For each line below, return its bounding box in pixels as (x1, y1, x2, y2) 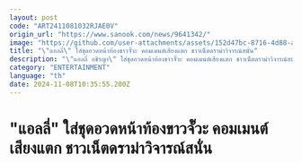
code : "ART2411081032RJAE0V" (9, 21, 119, 30)
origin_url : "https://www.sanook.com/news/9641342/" (9, 30, 211, 39)
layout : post (9, 13, 58, 22)
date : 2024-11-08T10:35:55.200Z (9, 80, 130, 89)
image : (9, 38, 34, 47)
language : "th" (9, 72, 67, 81)
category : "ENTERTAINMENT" (9, 64, 111, 73)
